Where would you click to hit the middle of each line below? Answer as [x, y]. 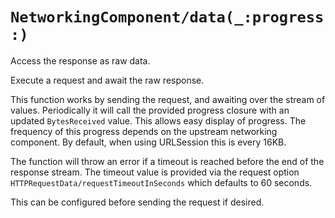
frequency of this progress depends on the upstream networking [144, 131]
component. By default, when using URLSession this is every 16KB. [148, 142]
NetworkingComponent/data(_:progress [167, 17]
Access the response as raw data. [80, 60]
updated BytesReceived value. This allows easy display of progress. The [158, 120]
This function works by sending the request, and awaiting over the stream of [168, 99]
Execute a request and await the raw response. [107, 80]
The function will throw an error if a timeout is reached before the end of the [167, 161]
